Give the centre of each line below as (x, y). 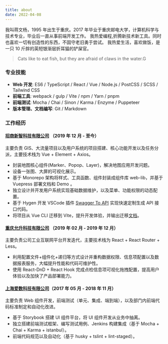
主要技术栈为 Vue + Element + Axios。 (54, 154)
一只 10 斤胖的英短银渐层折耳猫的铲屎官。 (48, 48)
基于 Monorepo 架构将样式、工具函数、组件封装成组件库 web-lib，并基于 (88, 177)
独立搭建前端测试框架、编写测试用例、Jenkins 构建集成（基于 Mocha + (86, 324)
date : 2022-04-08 (23, 15)
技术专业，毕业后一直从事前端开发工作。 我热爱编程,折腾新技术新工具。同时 (83, 36)
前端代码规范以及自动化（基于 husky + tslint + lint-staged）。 (75, 336)
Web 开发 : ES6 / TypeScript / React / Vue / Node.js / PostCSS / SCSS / (85, 84)
